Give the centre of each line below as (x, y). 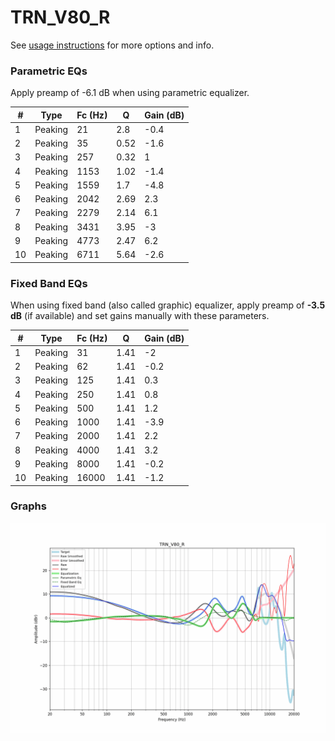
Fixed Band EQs (49, 283)
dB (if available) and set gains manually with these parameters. (140, 316)
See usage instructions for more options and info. (112, 45)
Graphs (28, 506)
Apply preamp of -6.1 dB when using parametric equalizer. (130, 93)
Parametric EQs (49, 71)
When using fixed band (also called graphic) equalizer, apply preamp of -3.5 (168, 305)
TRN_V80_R (60, 17)
